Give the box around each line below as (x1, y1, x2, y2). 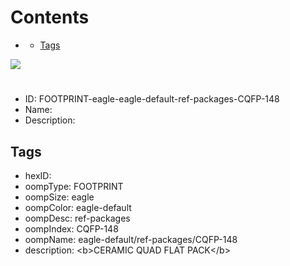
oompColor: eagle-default (24, 201, 132, 213)
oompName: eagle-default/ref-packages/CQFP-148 (24, 233, 238, 245)
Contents (10, 6, 90, 29)
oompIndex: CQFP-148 (24, 222, 119, 235)
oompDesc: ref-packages (24, 212, 131, 224)
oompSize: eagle (24, 191, 95, 203)
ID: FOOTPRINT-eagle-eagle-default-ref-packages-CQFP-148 (24, 93, 280, 105)
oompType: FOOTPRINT (24, 180, 124, 192)
